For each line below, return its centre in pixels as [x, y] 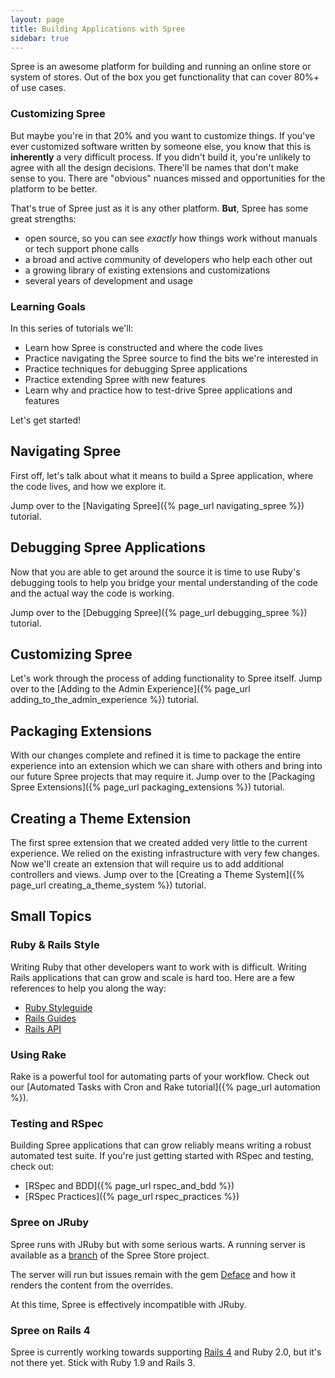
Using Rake [38, 1054]
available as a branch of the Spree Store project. [110, 1255]
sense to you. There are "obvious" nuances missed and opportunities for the [168, 178]
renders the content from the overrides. [91, 1285]
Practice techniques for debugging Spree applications [136, 368]
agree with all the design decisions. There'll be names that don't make [154, 167]
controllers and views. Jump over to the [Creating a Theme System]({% [157, 875]
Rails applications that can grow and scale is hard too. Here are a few [153, 977]
